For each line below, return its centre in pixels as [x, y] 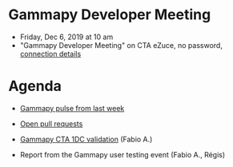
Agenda [35, 86]
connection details [50, 54]
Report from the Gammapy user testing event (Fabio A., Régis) [123, 154]
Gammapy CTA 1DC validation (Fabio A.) [86, 139]
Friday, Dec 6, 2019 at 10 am [66, 37]
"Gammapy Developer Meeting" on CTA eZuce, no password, [121, 45]
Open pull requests [51, 123]
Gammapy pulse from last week [72, 108]
